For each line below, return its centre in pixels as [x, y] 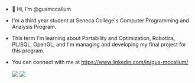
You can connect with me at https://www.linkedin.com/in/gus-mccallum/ [100, 62]
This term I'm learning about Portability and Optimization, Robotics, [93, 38]
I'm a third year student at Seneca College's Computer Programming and [100, 20]
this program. [28, 51]
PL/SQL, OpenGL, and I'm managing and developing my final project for [99, 44]
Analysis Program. [34, 27]
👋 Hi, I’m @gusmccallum [41, 9]
